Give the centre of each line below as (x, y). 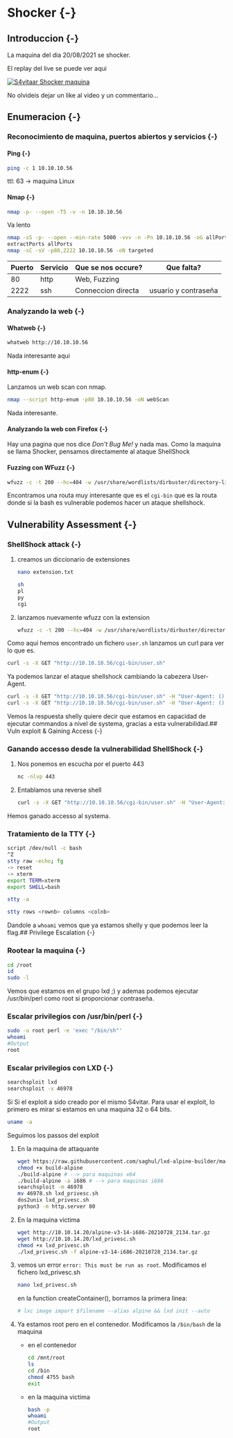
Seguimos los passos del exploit (53, 1135)
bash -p (38, 1410)
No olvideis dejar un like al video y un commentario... (83, 95)
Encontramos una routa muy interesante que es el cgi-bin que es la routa (112, 495)
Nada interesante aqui (39, 356)
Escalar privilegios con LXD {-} (60, 1068)
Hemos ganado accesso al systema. (59, 816)
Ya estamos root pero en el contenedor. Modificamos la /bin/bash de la (119, 1324)
